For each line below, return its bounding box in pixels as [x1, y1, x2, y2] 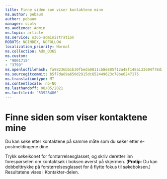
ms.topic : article [5, 30, 43, 35]
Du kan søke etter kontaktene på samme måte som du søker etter [5, 138, 139, 144]
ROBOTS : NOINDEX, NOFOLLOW [5, 40, 61, 45]
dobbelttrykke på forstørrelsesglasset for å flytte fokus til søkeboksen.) [5, 164, 151, 170]
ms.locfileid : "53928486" [5, 90, 59, 95]
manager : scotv [5, 21, 37, 26]
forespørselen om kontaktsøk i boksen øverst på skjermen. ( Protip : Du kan [5, 159, 158, 165]
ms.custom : [5, 53, 28, 59]
